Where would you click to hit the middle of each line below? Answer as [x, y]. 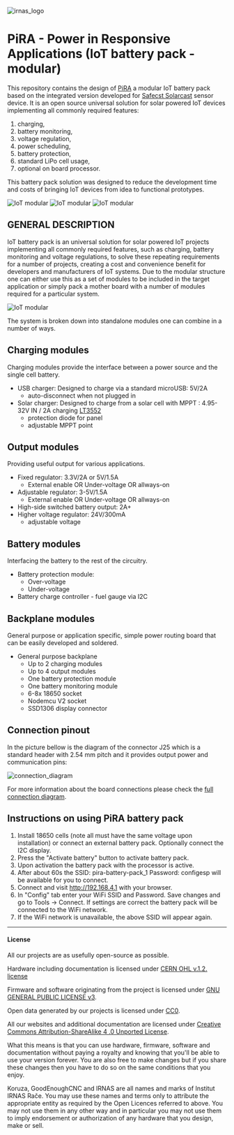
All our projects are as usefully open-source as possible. [88, 955]
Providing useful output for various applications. [76, 464]
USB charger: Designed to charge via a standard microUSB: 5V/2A [112, 388]
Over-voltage [47, 582]
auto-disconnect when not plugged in [82, 396]
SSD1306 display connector [68, 708]
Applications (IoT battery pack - [101, 54]
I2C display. [34, 850]
